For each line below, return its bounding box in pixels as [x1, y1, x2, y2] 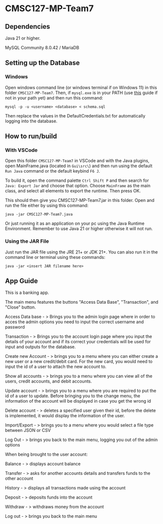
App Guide [5, 277, 38, 285]
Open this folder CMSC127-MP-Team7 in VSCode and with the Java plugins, [5, 158, 150, 164]
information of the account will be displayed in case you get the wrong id [5, 398, 151, 404]
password [5, 324, 25, 330]
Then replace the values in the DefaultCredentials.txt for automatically [5, 113, 145, 118]
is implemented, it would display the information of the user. [5, 413, 125, 419]
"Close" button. [5, 304, 36, 310]
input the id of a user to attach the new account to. [5, 364, 107, 369]
